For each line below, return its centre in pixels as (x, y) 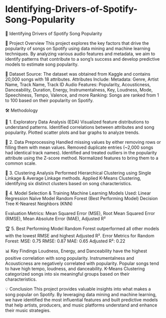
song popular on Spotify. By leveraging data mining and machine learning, (81, 294)
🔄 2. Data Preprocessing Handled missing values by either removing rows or (83, 142)
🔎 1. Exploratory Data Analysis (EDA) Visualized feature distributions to (77, 122)
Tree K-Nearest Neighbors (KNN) (39, 204)
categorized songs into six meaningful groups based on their (68, 274)
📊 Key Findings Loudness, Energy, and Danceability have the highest (76, 251)
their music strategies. (28, 310)
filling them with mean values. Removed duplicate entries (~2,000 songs (79, 147)
